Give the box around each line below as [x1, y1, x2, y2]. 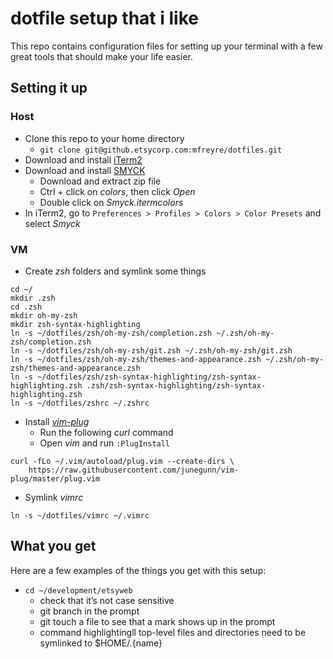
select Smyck [24, 217, 81, 229]
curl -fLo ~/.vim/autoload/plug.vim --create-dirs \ [10, 456, 235, 466]
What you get [10, 538, 97, 555]
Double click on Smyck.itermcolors [39, 196, 184, 208]
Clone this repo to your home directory [24, 132, 185, 144]
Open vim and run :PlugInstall [39, 437, 171, 449]
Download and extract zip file [39, 175, 162, 187]
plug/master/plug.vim [10, 473, 101, 484]
